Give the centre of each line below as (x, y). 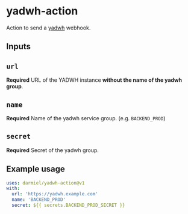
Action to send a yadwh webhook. (49, 28)
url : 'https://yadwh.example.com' (55, 194)
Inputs (19, 47)
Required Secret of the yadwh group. (53, 150)
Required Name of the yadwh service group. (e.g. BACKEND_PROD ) (86, 118)
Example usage (36, 169)
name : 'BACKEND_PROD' (39, 200)
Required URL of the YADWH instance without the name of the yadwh (94, 80)
